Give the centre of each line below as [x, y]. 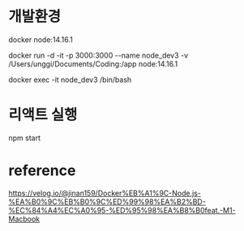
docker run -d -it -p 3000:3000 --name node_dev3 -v [98, 55]
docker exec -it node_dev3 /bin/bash [70, 79]
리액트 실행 [43, 115]
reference [42, 171]
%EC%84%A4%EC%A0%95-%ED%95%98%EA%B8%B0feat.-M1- [122, 210]
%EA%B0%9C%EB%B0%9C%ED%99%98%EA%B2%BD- [107, 201]
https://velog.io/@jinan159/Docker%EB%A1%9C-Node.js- [105, 193]
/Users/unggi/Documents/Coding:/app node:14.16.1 [93, 64]
